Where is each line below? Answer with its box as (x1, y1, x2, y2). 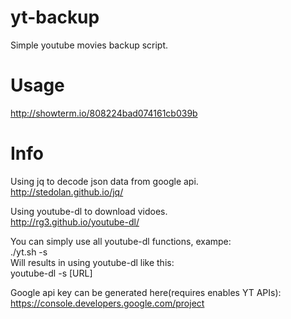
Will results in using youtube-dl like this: (10, 256, 175, 268)
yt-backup (10, 6, 100, 29)
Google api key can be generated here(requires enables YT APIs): (10, 286, 282, 298)
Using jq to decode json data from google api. (10, 175, 199, 187)
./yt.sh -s (10, 246, 48, 258)
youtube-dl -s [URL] (10, 267, 93, 279)
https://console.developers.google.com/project (10, 297, 205, 309)
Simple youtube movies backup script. (10, 39, 169, 51)
